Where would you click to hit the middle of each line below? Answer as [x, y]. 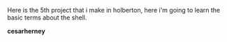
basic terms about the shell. [47, 17]
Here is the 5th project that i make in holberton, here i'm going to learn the [114, 10]
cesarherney [26, 31]
